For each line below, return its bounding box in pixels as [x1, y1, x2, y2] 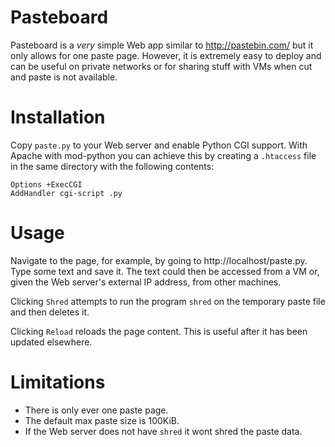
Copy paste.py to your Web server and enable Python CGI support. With [10, 139, 308, 151]
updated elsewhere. [10, 336, 93, 348]
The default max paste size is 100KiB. [24, 414, 180, 426]
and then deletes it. [10, 306, 90, 318]
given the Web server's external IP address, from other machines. [10, 276, 282, 288]
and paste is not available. [10, 71, 118, 83]
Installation [10, 106, 106, 129]
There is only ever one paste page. [24, 404, 169, 416]
